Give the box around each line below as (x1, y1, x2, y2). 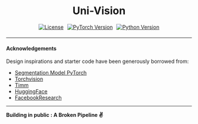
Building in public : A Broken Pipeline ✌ (6, 112, 103, 119)
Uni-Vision (72, 4, 126, 18)
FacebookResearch (14, 94, 62, 101)
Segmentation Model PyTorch (14, 69, 87, 76)
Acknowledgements (6, 45, 57, 52)
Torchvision (14, 75, 43, 83)
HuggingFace (14, 88, 48, 95)
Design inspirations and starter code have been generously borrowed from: (6, 58, 189, 65)
